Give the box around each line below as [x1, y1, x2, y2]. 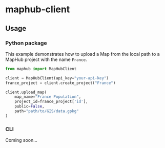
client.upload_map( [5, 90, 47, 95]
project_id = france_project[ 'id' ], [14, 99, 88, 104]
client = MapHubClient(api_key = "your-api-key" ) [5, 75, 109, 80]
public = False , [14, 104, 45, 109]
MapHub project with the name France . [5, 56, 87, 62]
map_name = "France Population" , [14, 94, 81, 99]
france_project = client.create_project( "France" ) [5, 80, 116, 86]
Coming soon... [5, 137, 37, 143]
